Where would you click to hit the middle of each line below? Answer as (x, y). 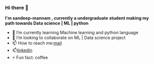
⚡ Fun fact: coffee (30, 58)
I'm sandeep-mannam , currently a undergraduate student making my (77, 18)
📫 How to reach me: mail (37, 43)
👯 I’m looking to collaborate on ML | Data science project (69, 38)
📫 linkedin (22, 51)
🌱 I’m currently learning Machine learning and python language (75, 33)
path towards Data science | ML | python (47, 23)
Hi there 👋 (17, 8)
